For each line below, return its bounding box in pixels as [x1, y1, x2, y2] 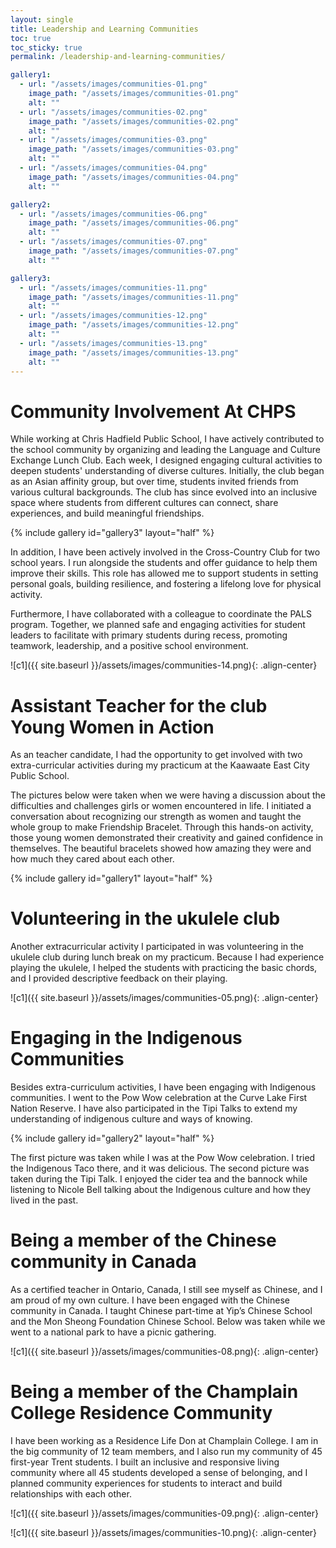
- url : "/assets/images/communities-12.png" [19, 311, 208, 321]
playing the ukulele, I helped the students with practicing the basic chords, [10, 962, 318, 974]
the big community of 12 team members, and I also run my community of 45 [10, 1446, 323, 1457]
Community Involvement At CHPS [10, 400, 297, 423]
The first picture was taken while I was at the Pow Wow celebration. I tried [10, 1152, 316, 1164]
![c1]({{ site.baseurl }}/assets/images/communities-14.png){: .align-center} [10, 659, 318, 671]
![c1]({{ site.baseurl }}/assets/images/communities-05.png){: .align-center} [10, 992, 319, 1004]
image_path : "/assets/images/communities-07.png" [28, 246, 240, 256]
